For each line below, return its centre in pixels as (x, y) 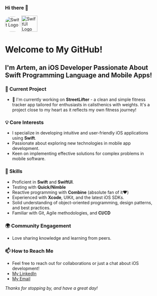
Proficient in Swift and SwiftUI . (43, 182)
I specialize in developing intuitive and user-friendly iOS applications (80, 133)
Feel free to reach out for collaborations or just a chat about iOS (75, 263)
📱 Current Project (26, 89)
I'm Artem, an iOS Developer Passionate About (77, 67)
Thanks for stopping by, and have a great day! (51, 288)
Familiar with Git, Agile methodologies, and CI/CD (61, 213)
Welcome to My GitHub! (54, 50)
